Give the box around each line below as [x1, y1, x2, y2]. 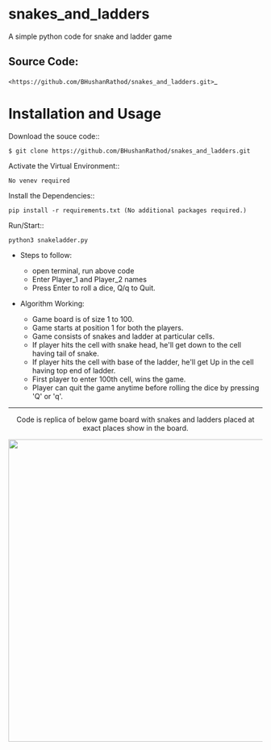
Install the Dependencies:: [8, 190, 95, 200]
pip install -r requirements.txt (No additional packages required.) [8, 206, 248, 215]
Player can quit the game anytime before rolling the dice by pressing [31, 382, 260, 392]
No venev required [8, 177, 70, 185]
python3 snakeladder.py [8, 235, 89, 244]
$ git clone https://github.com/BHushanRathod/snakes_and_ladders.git [8, 147, 251, 155]
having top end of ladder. [31, 365, 116, 375]
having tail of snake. [31, 348, 99, 358]
